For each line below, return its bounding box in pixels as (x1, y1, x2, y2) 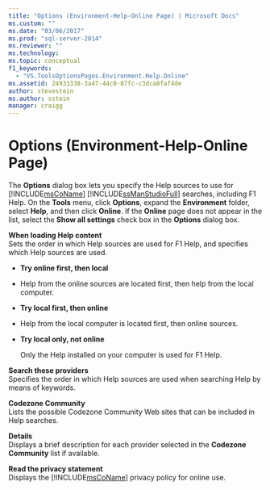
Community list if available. (8, 449, 100, 459)
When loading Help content (8, 231, 102, 241)
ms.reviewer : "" (8, 42, 63, 50)
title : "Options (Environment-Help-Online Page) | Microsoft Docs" (8, 11, 240, 20)
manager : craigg (8, 102, 63, 110)
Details (8, 431, 33, 441)
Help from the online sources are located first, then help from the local (19, 279, 254, 289)
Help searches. (8, 416, 59, 425)
